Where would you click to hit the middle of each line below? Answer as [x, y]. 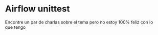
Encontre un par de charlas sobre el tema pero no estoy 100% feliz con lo [79, 22]
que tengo [15, 27]
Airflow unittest [37, 9]
